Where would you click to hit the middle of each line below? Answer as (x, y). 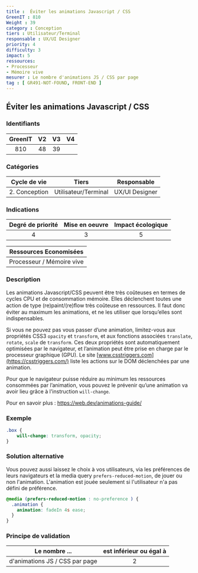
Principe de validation (38, 536)
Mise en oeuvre (86, 225)
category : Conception (34, 28)
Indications (23, 209)
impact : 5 (18, 56)
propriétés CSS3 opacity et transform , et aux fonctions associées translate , (99, 336)
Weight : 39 (21, 22)
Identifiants (23, 123)
